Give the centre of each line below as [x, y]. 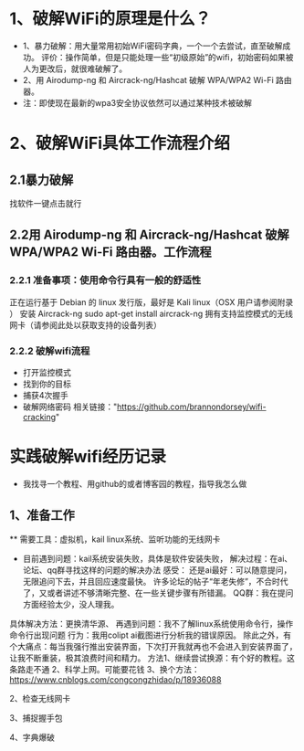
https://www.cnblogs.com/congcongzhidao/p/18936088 [115, 679]
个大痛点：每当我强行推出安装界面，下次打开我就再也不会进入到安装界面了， [153, 646]
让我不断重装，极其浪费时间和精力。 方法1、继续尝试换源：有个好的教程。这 [152, 658]
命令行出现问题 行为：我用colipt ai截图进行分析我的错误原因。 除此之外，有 [151, 635]
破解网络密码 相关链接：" [70, 407]
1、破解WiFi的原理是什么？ [110, 19]
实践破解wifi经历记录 [88, 457]
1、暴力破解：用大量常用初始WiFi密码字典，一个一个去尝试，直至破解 [152, 46]
